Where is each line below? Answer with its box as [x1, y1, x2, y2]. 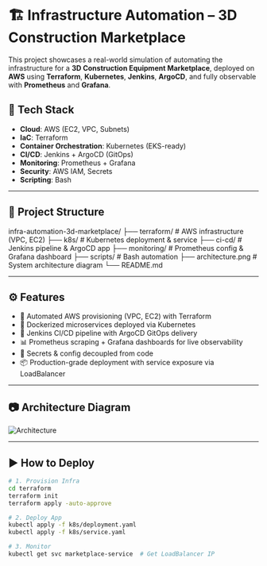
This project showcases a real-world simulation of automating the [8, 55, 223, 64]
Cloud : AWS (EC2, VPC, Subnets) [19, 124, 130, 133]
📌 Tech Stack [8, 103, 75, 117]
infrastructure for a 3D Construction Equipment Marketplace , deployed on [8, 63, 255, 72]
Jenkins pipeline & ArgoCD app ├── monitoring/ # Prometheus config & [8, 243, 244, 252]
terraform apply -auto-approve [8, 499, 112, 507]
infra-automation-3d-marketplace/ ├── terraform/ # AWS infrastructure [8, 226, 244, 236]
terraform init [8, 491, 59, 500]
